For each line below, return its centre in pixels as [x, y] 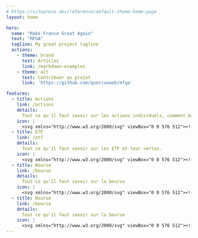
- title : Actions [33, 99]
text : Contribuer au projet [56, 78]
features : [18, 94]
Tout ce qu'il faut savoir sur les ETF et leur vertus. [92, 149]
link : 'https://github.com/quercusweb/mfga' [77, 83]
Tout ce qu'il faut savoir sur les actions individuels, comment [103, 115]
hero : [13, 28]
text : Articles [40, 61]
